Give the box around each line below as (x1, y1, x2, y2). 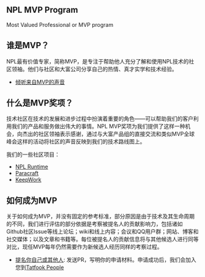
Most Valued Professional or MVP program (6, 21, 114, 28)
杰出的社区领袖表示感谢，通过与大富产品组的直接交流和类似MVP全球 (22, 131, 195, 138)
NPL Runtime (15, 163, 49, 170)
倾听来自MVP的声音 (15, 78, 65, 85)
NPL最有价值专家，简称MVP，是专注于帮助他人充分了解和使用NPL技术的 (6, 57, 189, 65)
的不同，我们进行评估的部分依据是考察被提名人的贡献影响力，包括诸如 (6, 220, 183, 228)
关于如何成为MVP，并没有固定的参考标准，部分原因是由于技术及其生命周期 (6, 213, 195, 220)
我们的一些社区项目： (6, 151, 60, 158)
